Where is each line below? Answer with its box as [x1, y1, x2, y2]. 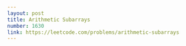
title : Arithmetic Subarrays [7, 16, 91, 23]
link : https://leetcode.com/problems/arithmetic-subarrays [7, 28, 180, 36]
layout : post [7, 9, 45, 17]
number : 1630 [7, 22, 45, 29]
